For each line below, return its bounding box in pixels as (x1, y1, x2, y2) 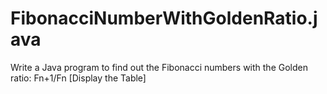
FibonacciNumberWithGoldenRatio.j (10, 7, 318, 30)
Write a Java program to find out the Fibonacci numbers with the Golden (10, 61, 308, 73)
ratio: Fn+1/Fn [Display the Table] (10, 72, 147, 84)
